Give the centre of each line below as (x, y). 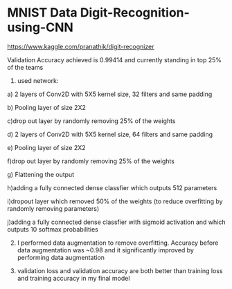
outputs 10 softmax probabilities (53, 229)
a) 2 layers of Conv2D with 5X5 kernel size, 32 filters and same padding (110, 94)
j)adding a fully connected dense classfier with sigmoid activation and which (116, 222)
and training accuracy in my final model (73, 278)
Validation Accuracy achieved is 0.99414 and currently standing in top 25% (115, 59)
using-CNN (41, 27)
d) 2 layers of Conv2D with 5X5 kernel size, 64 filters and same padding (110, 134)
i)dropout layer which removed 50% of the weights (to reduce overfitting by (115, 201)
